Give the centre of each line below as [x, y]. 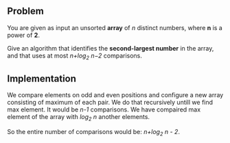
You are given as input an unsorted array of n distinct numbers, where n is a [115, 27]
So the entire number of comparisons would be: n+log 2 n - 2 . [94, 133]
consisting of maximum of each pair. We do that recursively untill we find [110, 103]
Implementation [42, 79]
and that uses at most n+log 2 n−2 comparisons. [75, 56]
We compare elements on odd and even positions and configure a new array [115, 95]
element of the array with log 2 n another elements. [78, 118]
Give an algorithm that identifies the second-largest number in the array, [111, 48]
